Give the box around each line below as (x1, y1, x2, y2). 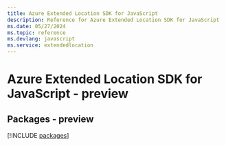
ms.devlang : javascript (7, 36, 76, 42)
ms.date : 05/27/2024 (7, 23, 67, 29)
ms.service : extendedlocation (7, 42, 94, 49)
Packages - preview (7, 113, 94, 125)
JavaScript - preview (7, 86, 129, 101)
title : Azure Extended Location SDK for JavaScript (7, 10, 158, 17)
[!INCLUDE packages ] (7, 132, 69, 139)
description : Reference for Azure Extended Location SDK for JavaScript (7, 16, 220, 23)
